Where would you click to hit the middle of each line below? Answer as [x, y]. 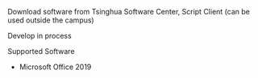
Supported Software [41, 51]
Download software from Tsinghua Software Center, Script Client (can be [129, 12]
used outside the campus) [51, 20]
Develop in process [40, 36]
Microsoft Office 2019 [55, 67]
